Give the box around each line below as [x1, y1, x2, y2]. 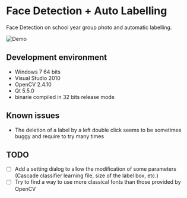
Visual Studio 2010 [14, 74, 61, 81]
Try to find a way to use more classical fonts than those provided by [14, 178, 181, 186]
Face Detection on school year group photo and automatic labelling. [6, 24, 172, 31]
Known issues [6, 111, 60, 121]
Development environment [6, 52, 107, 63]
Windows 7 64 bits [14, 68, 61, 75]
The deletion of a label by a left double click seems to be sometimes [14, 126, 182, 133]
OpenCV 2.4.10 [14, 81, 52, 88]
